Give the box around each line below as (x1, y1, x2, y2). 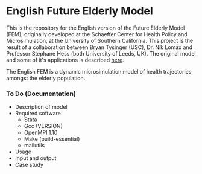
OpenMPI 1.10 (24, 129, 58, 137)
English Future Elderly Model (6, 4, 153, 18)
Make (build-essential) (24, 135, 80, 143)
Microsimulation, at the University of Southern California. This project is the (6, 37, 194, 44)
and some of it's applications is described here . (6, 56, 125, 63)
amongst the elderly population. (6, 74, 86, 82)
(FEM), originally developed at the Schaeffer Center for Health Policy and (6, 30, 188, 37)
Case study (14, 161, 44, 169)
